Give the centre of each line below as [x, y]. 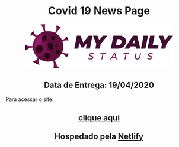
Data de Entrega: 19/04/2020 [99, 85]
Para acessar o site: [30, 99]
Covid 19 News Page [99, 11]
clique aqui [99, 118]
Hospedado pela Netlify [99, 136]
